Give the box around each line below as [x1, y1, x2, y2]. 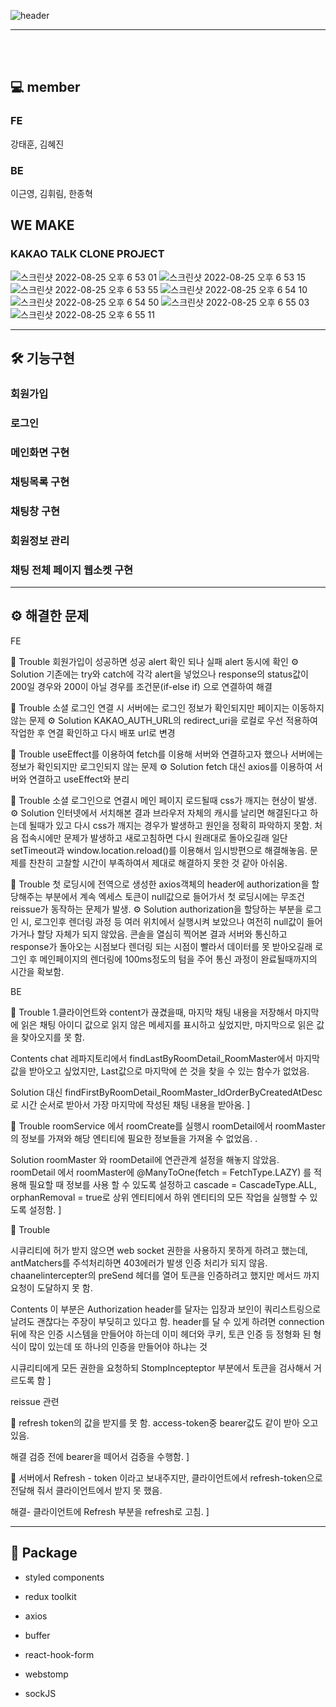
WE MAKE [10, 217, 75, 234]
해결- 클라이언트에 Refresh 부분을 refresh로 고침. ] [10, 1505, 210, 1517]
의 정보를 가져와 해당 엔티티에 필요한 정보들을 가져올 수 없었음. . [10, 1132, 258, 1144]
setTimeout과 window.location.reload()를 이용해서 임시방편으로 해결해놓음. [10, 844, 308, 856]
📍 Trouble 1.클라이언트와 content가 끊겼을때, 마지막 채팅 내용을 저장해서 [10, 1006, 293, 1018]
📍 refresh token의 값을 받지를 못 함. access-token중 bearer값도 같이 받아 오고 [10, 1416, 319, 1429]
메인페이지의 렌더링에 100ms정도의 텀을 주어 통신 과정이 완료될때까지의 [39, 953, 318, 965]
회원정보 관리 [10, 533, 70, 547]
